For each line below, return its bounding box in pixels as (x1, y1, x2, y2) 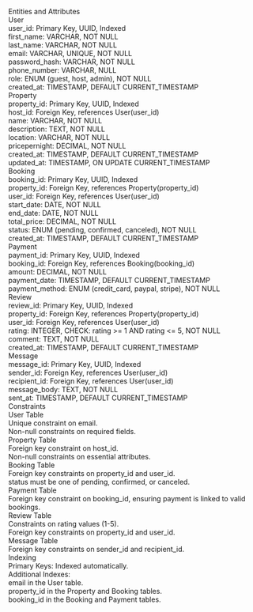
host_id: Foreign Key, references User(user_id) (8, 108, 160, 117)
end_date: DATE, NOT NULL (8, 209, 99, 217)
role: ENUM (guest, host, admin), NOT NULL (8, 74, 152, 83)
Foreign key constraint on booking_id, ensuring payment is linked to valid (8, 494, 246, 503)
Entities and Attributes (8, 7, 81, 16)
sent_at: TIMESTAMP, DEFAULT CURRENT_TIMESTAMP (8, 393, 188, 402)
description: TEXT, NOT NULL (8, 124, 105, 134)
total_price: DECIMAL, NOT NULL (8, 217, 117, 226)
